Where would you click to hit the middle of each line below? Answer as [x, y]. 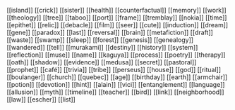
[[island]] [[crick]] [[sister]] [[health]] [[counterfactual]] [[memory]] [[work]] [116, 10]
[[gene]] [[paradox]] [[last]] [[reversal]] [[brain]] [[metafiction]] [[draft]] [110, 32]
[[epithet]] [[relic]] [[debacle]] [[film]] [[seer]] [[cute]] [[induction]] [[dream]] [117, 25]
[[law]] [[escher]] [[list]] [41, 99]
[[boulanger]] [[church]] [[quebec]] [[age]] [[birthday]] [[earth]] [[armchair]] [117, 77]
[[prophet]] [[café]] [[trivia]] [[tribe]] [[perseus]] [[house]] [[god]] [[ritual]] [114, 70]
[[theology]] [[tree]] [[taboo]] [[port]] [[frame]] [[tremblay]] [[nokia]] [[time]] [117, 18]
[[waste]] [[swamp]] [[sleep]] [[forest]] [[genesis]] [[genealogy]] [100, 40]
